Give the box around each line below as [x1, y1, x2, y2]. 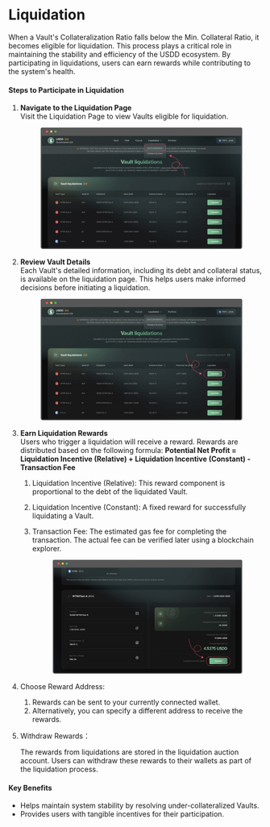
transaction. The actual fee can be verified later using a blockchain [31, 534, 254, 545]
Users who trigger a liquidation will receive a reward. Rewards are [19, 437, 239, 447]
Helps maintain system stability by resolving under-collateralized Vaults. [19, 800, 260, 811]
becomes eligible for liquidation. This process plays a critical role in [8, 40, 232, 50]
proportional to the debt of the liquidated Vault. [31, 486, 188, 497]
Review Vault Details [19, 256, 91, 267]
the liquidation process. [19, 764, 98, 775]
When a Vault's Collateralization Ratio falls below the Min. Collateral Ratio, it [8, 32, 260, 42]
